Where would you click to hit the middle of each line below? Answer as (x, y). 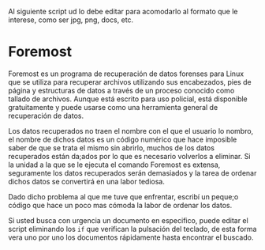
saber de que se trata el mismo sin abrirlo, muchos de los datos (112, 148)
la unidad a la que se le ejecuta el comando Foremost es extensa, (114, 165)
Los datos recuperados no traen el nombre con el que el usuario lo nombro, (131, 131)
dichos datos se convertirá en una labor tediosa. (87, 181)
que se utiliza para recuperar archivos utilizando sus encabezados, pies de (130, 81)
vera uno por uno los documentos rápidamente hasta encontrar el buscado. (131, 237)
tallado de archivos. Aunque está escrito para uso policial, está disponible (128, 99)
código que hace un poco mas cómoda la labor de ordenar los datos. (120, 205)
